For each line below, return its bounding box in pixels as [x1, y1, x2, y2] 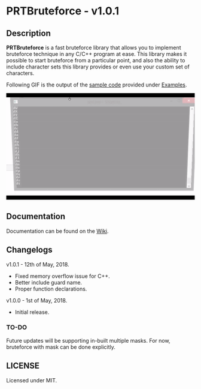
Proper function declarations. [14, 285, 87, 292]
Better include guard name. [14, 279, 83, 286]
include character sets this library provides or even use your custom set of [6, 63, 190, 70]
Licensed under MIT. [6, 376, 57, 384]
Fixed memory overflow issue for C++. [14, 272, 111, 280]
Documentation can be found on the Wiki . [6, 227, 109, 235]
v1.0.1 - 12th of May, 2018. [6, 261, 70, 268]
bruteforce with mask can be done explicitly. [6, 343, 115, 351]
